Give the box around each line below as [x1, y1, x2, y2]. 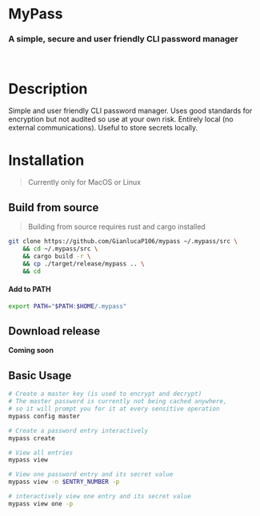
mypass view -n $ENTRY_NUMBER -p [8, 478, 120, 486]
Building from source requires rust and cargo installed [27, 222, 206, 232]
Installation [8, 151, 85, 169]
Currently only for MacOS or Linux [27, 178, 142, 187]
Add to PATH [8, 285, 51, 294]
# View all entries [8, 449, 74, 457]
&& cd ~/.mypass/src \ [22, 245, 98, 253]
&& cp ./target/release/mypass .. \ [22, 259, 146, 268]
